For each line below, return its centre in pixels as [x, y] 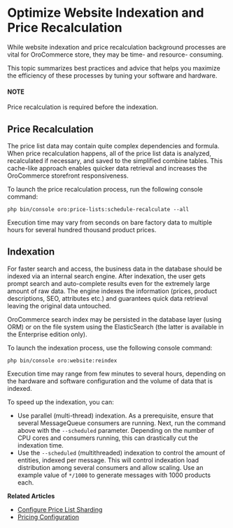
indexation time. [41, 445]
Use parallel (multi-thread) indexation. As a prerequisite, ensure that [115, 415]
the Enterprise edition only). [47, 334]
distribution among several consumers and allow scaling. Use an [110, 467]
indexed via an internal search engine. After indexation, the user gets [106, 276]
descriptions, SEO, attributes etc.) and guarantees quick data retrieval [108, 298]
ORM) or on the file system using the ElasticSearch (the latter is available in [115, 327]
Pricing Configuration [48, 517]
